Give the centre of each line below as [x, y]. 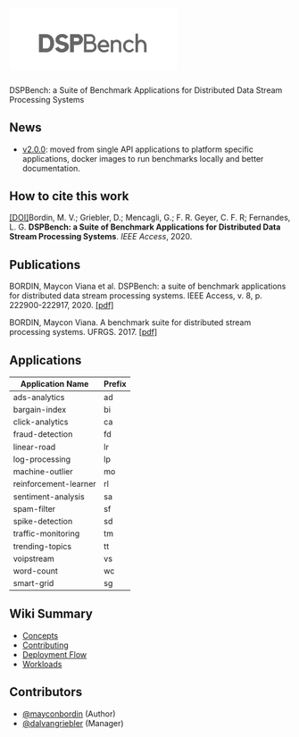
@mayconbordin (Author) [69, 714]
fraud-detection [43, 434]
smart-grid [33, 583]
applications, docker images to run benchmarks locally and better [143, 158]
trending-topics [42, 546]
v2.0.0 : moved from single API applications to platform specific [138, 149]
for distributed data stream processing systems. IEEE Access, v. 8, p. [136, 296]
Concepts [40, 635]
